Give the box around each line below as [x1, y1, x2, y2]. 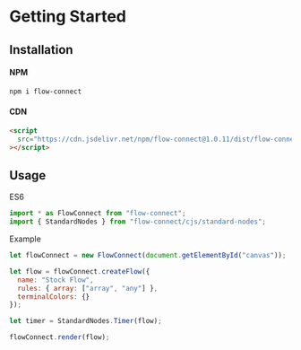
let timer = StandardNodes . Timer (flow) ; [9, 317, 163, 326]
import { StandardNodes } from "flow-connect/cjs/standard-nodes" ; [9, 217, 267, 226]
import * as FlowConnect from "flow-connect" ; [9, 209, 186, 218]
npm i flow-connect [9, 87, 82, 96]
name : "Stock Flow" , [17, 276, 94, 284]
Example [9, 233, 42, 244]
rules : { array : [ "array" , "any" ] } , [17, 284, 159, 293]
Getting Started [9, 6, 127, 27]
